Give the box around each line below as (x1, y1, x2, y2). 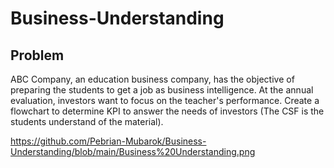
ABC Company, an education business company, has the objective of (10, 73, 295, 85)
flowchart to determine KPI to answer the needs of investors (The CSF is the (10, 105, 325, 117)
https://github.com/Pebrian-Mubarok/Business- (10, 135, 207, 147)
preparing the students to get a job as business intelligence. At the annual (10, 84, 314, 96)
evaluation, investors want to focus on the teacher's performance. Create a (10, 95, 320, 106)
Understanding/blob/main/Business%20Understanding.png (10, 146, 256, 157)
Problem (10, 47, 65, 64)
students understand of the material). (10, 116, 164, 127)
